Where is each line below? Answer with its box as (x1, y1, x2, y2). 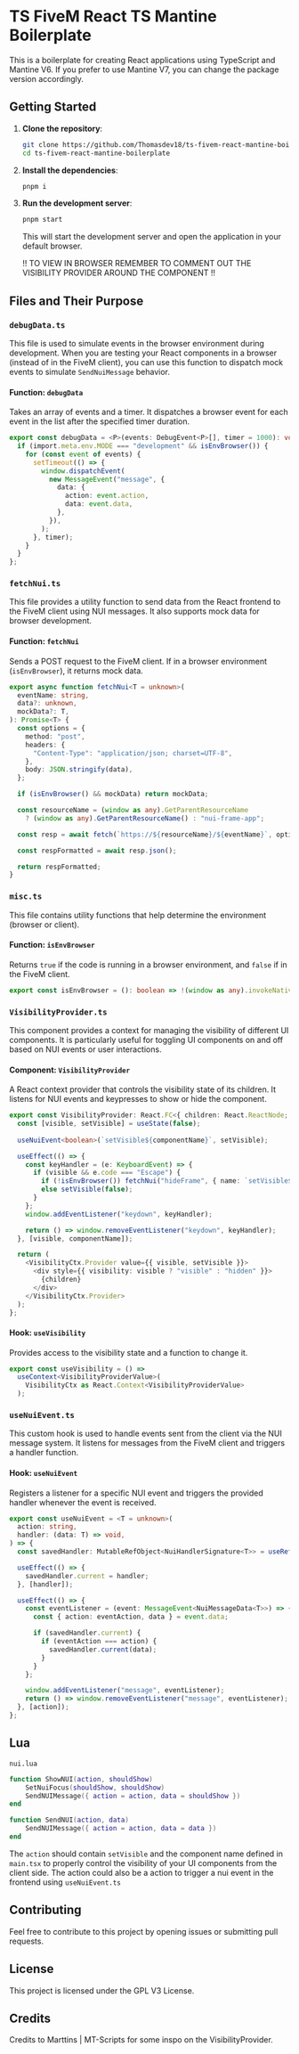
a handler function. (9, 1447, 78, 1458)
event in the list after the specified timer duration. (9, 416, 190, 427)
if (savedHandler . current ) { (32, 1628, 141, 1638)
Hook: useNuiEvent (9, 1467, 78, 1478)
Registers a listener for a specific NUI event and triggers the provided (9, 1488, 264, 1498)
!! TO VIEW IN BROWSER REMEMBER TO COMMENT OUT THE (21, 258, 252, 269)
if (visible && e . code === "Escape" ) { (32, 1169, 181, 1178)
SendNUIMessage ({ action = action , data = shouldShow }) (25, 1791, 241, 1800)
